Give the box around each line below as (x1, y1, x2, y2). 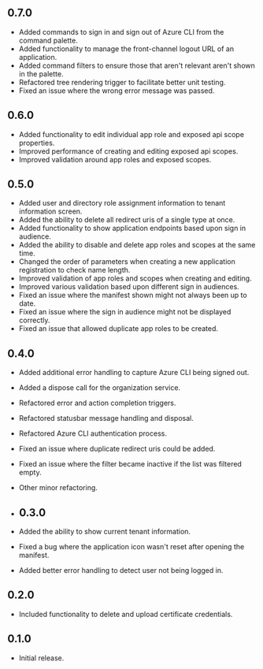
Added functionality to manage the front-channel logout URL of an (18, 43, 234, 54)
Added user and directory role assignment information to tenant (18, 199, 226, 208)
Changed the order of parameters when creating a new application (18, 257, 235, 266)
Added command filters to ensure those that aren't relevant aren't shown (18, 61, 255, 70)
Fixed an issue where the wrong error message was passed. (18, 86, 215, 95)
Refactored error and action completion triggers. (18, 398, 176, 408)
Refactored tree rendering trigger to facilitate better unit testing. (18, 77, 226, 87)
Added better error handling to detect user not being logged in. (18, 566, 224, 575)
